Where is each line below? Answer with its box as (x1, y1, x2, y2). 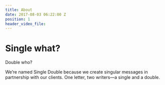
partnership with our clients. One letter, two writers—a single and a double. (5, 74, 160, 80)
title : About (5, 7, 33, 12)
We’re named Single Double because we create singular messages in (5, 69, 148, 75)
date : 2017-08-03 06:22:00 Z (5, 12, 66, 17)
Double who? (5, 59, 33, 65)
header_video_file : (5, 21, 46, 26)
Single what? (5, 43, 61, 54)
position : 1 (5, 16, 30, 21)
